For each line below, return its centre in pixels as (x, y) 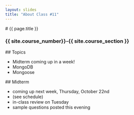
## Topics (15, 52)
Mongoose (23, 72)
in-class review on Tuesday (40, 102)
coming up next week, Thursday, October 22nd (61, 91)
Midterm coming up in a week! (44, 61)
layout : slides (21, 10)
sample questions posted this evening (51, 107)
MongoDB (23, 67)
